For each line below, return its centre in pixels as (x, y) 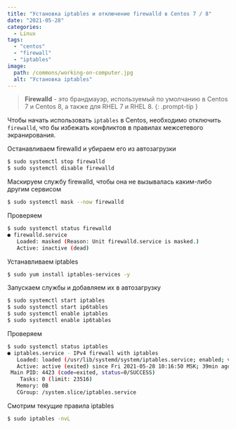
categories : (25, 27)
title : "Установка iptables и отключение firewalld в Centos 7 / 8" (110, 14)
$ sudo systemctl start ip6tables (58, 307)
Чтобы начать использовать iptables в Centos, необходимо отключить (114, 120)
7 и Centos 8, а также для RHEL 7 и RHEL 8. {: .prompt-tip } (111, 107)
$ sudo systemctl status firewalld (59, 229)
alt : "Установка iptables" (53, 79)
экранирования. (32, 135)
